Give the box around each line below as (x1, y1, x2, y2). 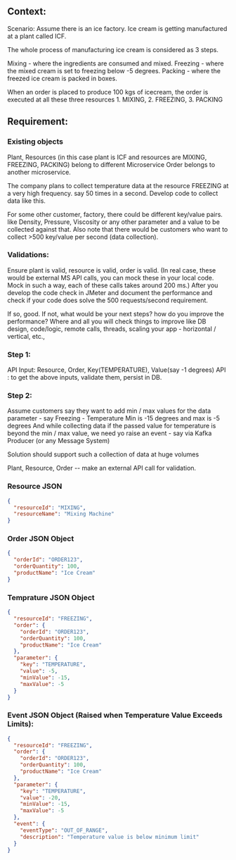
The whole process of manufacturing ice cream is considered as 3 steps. (7, 45, 219, 54)
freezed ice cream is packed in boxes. (7, 74, 117, 82)
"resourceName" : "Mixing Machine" (13, 511, 114, 518)
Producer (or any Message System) (7, 437, 110, 445)
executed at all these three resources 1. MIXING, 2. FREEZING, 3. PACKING (7, 95, 223, 104)
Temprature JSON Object (7, 592, 95, 602)
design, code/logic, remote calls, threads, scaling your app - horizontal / (7, 324, 216, 333)
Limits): (7, 719, 34, 729)
